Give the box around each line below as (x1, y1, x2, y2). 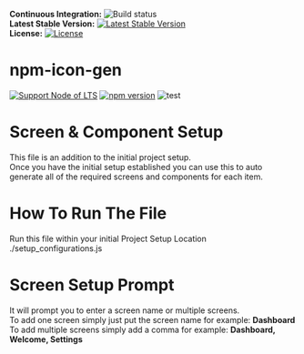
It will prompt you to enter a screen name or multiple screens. (9, 305, 240, 316)
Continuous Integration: (9, 9, 102, 19)
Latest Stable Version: (9, 18, 96, 29)
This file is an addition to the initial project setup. (9, 151, 191, 163)
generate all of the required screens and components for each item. (9, 171, 264, 182)
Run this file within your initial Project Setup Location (9, 233, 208, 244)
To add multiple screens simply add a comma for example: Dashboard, (9, 324, 276, 335)
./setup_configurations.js (9, 242, 103, 254)
